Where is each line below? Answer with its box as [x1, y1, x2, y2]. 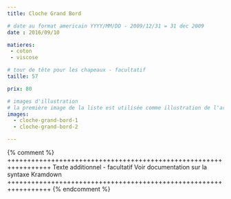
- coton [10, 48, 32, 55]
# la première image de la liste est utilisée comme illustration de [7, 104, 211, 111]
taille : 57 [7, 73, 38, 80]
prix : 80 [7, 85, 32, 92]
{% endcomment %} [52, 185, 111, 193]
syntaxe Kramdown [7, 170, 62, 178]
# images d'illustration [7, 98, 78, 105]
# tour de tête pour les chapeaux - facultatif [7, 67, 146, 74]
